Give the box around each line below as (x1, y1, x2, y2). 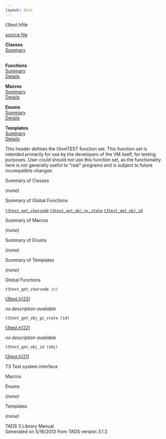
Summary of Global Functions (5, 197, 68, 203)
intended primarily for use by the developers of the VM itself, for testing (5, 151, 156, 157)
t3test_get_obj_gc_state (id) (5, 315, 70, 321)
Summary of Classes (5, 177, 50, 184)
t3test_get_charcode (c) (5, 287, 58, 292)
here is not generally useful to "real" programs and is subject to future (5, 162, 153, 168)
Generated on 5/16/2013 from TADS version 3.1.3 (5, 428, 108, 434)
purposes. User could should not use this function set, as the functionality (5, 156, 161, 163)
